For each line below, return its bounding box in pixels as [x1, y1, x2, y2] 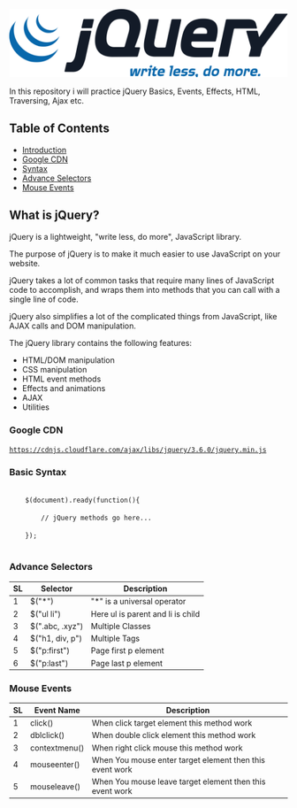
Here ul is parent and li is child [90, 608, 201, 619]
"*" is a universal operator [90, 596, 187, 607]
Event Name [34, 704, 81, 715]
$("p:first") [30, 645, 71, 656]
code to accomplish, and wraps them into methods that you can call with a [9, 284, 280, 295]
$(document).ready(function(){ [25, 496, 141, 505]
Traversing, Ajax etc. [9, 96, 84, 106]
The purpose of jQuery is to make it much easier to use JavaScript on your [9, 248, 281, 259]
